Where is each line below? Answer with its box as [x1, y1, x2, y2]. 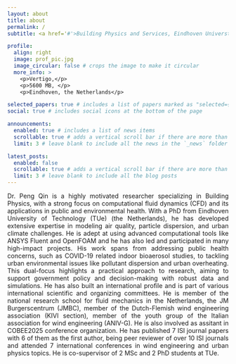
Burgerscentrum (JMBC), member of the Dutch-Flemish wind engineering [7, 304, 229, 312]
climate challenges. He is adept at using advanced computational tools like [7, 230, 229, 237]
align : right [13, 49, 52, 56]
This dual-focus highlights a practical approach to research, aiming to [7, 267, 229, 275]
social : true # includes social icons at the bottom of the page [7, 108, 202, 115]
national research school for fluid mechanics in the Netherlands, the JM [7, 296, 229, 305]
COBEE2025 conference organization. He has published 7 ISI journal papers [7, 327, 229, 334]
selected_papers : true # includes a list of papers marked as [7, 101, 193, 108]
